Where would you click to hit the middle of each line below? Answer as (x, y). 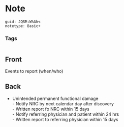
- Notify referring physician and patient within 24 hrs (65, 114)
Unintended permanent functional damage (55, 98)
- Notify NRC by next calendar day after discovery (63, 103)
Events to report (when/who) (34, 71)
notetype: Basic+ (23, 26)
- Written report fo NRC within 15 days (51, 109)
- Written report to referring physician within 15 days (65, 119)
